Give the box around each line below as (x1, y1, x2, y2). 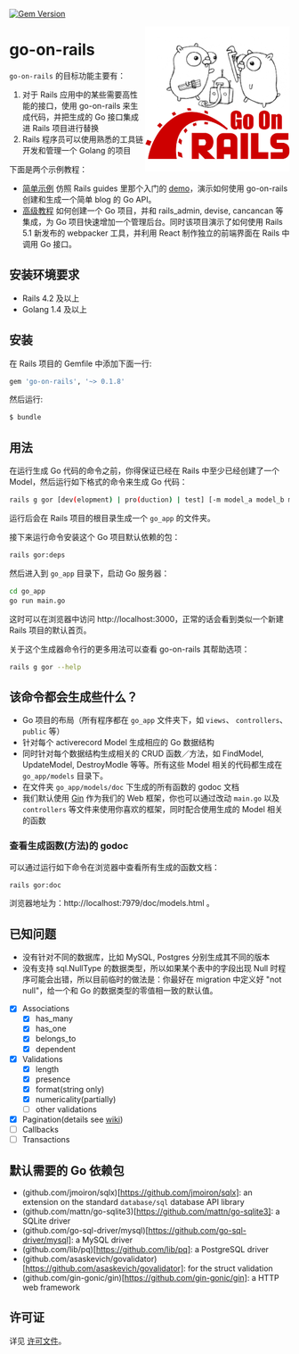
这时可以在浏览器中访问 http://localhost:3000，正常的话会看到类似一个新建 (9, 613, 285, 624)
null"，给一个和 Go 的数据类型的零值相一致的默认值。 (21, 985, 218, 996)
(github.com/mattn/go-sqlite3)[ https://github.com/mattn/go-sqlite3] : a (21, 1206, 280, 1217)
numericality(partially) (35, 1093, 117, 1104)
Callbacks (21, 1125, 60, 1135)
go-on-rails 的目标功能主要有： (9, 70, 126, 80)
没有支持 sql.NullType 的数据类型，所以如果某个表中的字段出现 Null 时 (21, 963, 279, 974)
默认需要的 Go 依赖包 (9, 1163, 125, 1178)
